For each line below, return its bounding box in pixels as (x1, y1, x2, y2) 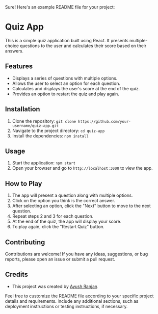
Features (5, 62, 33, 71)
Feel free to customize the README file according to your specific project (5, 293, 154, 299)
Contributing (5, 238, 45, 246)
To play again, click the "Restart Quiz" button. (12, 224, 105, 230)
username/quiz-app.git (12, 123, 59, 128)
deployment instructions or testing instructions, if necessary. (5, 303, 128, 309)
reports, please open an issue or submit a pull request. (5, 256, 115, 262)
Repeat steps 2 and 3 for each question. (12, 213, 94, 219)
